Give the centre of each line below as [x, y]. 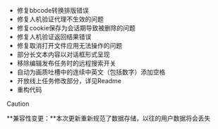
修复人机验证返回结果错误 [54, 37]
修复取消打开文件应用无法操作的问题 [69, 45]
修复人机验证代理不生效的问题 [60, 19]
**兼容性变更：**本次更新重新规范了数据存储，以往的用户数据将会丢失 [109, 118]
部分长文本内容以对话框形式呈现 [63, 54]
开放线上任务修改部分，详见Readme [69, 81]
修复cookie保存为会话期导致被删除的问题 [76, 28]
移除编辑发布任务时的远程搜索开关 [66, 63]
